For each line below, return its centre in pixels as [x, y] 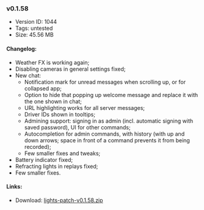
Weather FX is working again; [52, 62]
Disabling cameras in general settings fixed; [70, 69]
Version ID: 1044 [36, 22]
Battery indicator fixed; [44, 159]
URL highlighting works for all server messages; [85, 107]
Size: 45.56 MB [34, 35]
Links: [14, 187]
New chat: [28, 75]
